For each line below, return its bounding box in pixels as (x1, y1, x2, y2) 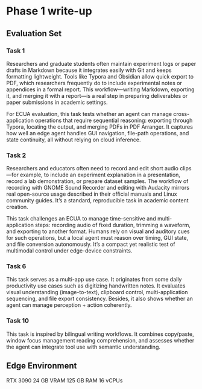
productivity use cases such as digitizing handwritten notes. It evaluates (6, 282, 186, 289)
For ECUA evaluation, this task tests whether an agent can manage (6, 110, 172, 117)
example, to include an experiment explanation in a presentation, (20, 171, 181, 179)
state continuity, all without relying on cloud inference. (6, 136, 141, 143)
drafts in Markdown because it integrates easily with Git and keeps (6, 66, 172, 74)
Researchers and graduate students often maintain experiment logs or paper (6, 60, 197, 67)
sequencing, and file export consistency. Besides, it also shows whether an (6, 295, 193, 303)
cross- (172, 110, 190, 117)
